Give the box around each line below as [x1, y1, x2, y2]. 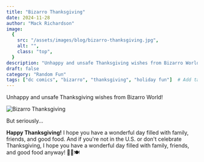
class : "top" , [17, 49, 53, 55]
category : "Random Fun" [6, 71, 67, 77]
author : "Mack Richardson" [6, 20, 75, 26]
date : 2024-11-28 [6, 15, 50, 21]
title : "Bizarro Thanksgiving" [6, 9, 86, 15]
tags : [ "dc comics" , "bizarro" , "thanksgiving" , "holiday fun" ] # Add [6, 77, 191, 83]
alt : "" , [17, 43, 39, 49]
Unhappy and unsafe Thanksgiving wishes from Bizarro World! [6, 94, 163, 101]
